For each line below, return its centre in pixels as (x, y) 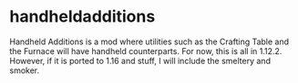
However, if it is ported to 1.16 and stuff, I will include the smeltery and (140, 60)
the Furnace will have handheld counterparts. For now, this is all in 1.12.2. (146, 51)
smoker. (25, 70)
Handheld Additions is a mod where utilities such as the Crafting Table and (149, 41)
